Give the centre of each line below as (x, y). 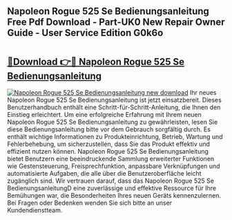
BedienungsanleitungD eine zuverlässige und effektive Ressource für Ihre (112, 188)
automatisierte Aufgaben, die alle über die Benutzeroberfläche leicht (104, 173)
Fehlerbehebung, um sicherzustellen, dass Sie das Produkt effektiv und (109, 144)
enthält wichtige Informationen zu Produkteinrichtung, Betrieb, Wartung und (115, 137)
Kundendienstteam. (35, 210)
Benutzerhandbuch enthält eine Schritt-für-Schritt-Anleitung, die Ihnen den (114, 107)
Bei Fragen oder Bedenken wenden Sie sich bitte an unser (90, 203)
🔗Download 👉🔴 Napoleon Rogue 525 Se (96, 62)
